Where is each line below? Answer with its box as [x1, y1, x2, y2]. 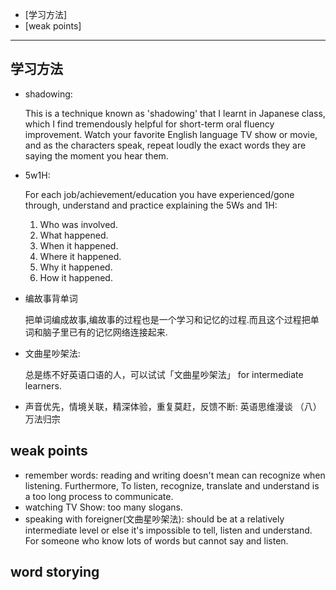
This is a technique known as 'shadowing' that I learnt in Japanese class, [24, 107, 326, 119]
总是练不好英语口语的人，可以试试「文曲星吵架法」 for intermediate [24, 368, 304, 380]
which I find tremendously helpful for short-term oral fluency [24, 118, 275, 130]
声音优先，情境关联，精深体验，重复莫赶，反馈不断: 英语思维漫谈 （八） [24, 400, 322, 412]
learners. [24, 379, 62, 392]
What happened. [39, 229, 109, 241]
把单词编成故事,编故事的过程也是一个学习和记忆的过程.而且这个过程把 [24, 313, 311, 325]
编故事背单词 [24, 292, 78, 304]
